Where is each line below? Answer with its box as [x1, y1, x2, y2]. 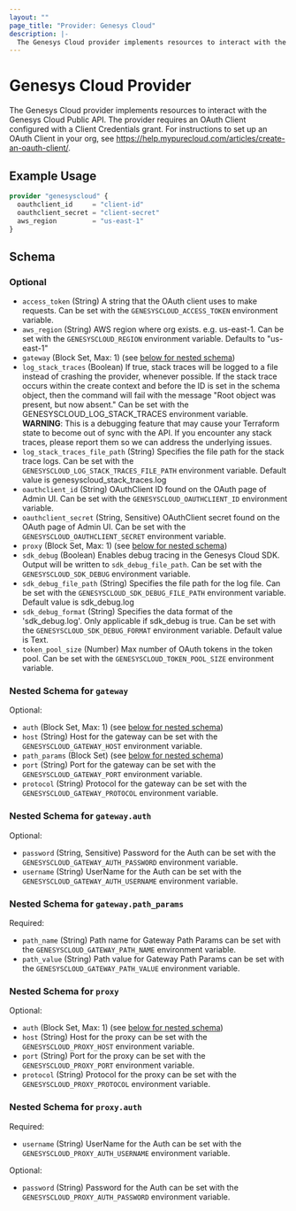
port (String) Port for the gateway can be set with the [21, 760, 216, 770]
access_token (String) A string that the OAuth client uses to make [21, 296, 258, 306]
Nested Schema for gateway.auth [9, 810, 152, 822]
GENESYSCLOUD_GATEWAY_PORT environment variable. [21, 769, 203, 780]
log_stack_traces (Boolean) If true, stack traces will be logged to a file [21, 362, 278, 373]
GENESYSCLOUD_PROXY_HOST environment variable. [21, 1041, 195, 1052]
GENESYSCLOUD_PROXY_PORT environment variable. [21, 1060, 195, 1071]
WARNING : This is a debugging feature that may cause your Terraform [21, 418, 280, 429]
